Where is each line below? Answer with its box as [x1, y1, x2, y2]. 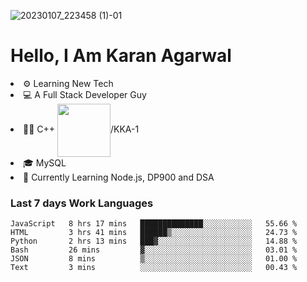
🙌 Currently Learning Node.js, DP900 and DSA [23, 171, 215, 183]
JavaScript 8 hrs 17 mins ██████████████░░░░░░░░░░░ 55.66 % [10, 219, 298, 229]
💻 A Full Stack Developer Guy [23, 88, 147, 100]
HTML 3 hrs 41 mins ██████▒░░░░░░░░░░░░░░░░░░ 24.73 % [10, 228, 298, 238]
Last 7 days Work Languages [10, 196, 154, 210]
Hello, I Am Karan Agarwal [10, 45, 232, 67]
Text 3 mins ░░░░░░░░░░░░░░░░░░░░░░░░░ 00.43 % [10, 263, 298, 273]
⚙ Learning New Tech [23, 77, 114, 89]
